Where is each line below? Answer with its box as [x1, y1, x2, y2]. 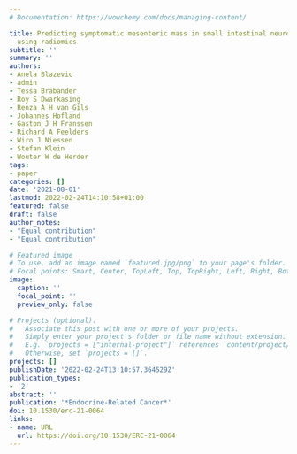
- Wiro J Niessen [9, 136, 73, 145]
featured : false [9, 202, 69, 211]
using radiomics [17, 37, 77, 46]
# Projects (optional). [9, 316, 97, 325]
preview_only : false [17, 300, 93, 309]
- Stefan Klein [9, 144, 65, 153]
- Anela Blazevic [9, 70, 73, 80]
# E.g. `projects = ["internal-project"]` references [9, 341, 219, 350]
